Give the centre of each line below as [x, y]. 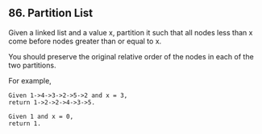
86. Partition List [51, 13]
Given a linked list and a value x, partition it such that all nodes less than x [131, 32]
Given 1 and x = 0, [41, 116]
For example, [30, 80]
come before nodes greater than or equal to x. [85, 41]
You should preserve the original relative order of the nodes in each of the [131, 56]
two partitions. [32, 65]
